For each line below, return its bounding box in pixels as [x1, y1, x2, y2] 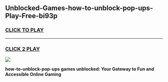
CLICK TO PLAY [5, 27, 44, 34]
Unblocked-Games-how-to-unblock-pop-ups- [5, 4, 153, 12]
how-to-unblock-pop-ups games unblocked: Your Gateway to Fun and [5, 66, 154, 72]
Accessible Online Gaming [5, 71, 61, 77]
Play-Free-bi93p [5, 12, 57, 20]
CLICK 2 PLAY [5, 45, 40, 52]
